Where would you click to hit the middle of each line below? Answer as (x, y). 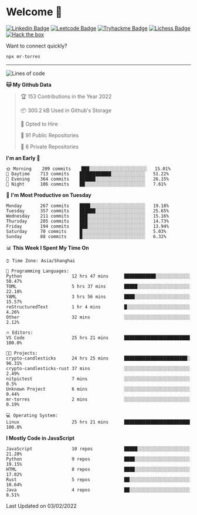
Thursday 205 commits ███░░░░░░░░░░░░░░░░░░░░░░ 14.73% (87, 221)
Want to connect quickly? (37, 46)
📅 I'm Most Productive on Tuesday (49, 195)
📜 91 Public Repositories (50, 135)
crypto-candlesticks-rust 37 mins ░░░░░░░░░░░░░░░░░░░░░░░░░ (98, 368)
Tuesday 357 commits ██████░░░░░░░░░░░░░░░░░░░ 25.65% (87, 211)
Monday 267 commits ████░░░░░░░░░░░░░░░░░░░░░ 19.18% (87, 206)
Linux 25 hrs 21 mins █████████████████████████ (98, 422)
